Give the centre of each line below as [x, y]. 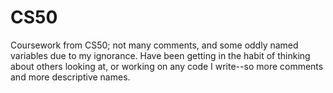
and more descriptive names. [70, 77]
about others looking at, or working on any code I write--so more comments [167, 66]
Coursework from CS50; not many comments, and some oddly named [154, 45]
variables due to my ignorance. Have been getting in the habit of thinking [160, 55]
